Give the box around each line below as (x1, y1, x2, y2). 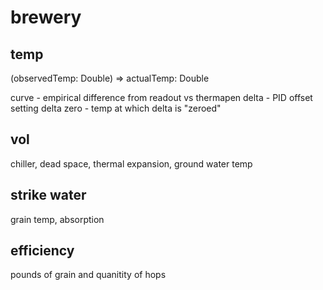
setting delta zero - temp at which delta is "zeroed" (10, 102, 222, 114)
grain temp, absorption (10, 213, 105, 225)
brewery (10, 6, 82, 29)
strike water (10, 187, 87, 204)
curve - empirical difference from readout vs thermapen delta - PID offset (10, 92, 313, 103)
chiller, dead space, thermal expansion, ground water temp (10, 157, 253, 170)
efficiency (10, 242, 75, 260)
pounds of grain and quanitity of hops (10, 269, 167, 281)
